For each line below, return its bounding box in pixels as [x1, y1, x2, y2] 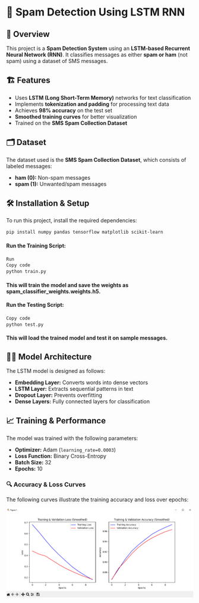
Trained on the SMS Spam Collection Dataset [14, 119, 128, 127]
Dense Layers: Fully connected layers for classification [14, 398, 150, 405]
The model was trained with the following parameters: [6, 434, 138, 442]
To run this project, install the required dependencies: [6, 217, 137, 224]
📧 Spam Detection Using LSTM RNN [6, 5, 185, 19]
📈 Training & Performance [6, 416, 106, 426]
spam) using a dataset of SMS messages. [6, 58, 108, 64]
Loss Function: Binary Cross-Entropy [14, 452, 107, 460]
